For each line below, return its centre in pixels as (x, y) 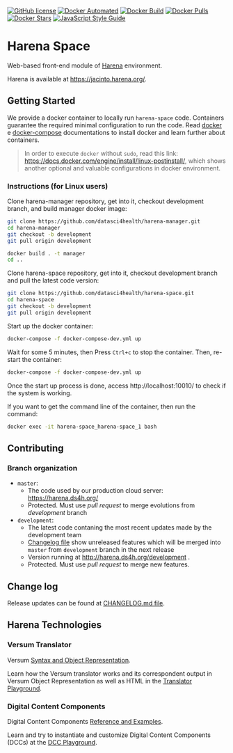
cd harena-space (31, 300)
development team (55, 535)
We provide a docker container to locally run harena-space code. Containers (116, 118)
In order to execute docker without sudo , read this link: (101, 153)
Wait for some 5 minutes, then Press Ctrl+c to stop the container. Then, (110, 352)
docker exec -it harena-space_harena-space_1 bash (82, 427)
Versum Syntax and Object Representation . (69, 660)
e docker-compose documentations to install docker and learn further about (116, 132)
